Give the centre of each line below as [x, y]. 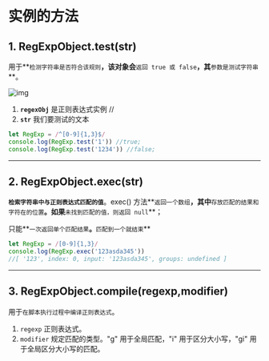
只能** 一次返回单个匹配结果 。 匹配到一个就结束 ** [80, 229]
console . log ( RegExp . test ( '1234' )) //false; [82, 149]
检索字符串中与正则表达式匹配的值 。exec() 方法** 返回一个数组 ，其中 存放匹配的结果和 [134, 202]
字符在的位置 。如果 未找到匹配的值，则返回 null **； [85, 212]
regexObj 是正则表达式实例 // [67, 109]
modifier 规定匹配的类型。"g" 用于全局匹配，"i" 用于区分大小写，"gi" [134, 339]
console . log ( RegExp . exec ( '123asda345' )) [77, 252]
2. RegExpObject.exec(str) [76, 182]
